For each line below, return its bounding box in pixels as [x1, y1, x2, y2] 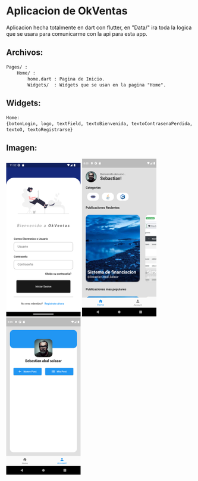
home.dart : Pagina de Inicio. [27, 76, 105, 82]
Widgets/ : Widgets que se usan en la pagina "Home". [27, 82, 166, 88]
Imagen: [6, 142, 37, 153]
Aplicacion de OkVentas [6, 4, 128, 18]
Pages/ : [6, 64, 28, 70]
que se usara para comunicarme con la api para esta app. [6, 30, 147, 37]
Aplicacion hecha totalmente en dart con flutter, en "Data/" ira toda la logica [6, 24, 192, 31]
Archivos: [6, 48, 43, 58]
